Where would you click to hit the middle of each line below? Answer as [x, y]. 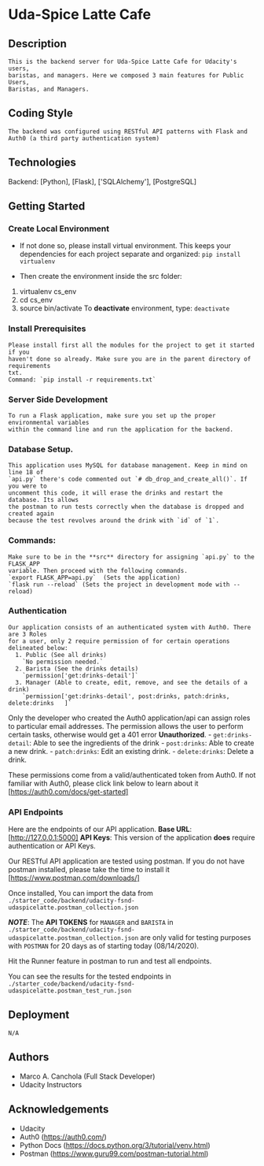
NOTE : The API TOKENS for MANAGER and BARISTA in [91, 923]
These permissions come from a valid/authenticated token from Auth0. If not [132, 774]
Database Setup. [41, 449]
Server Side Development [58, 399]
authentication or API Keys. [52, 846]
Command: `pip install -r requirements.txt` [82, 380]
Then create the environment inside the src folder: [101, 277]
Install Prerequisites [47, 329]
